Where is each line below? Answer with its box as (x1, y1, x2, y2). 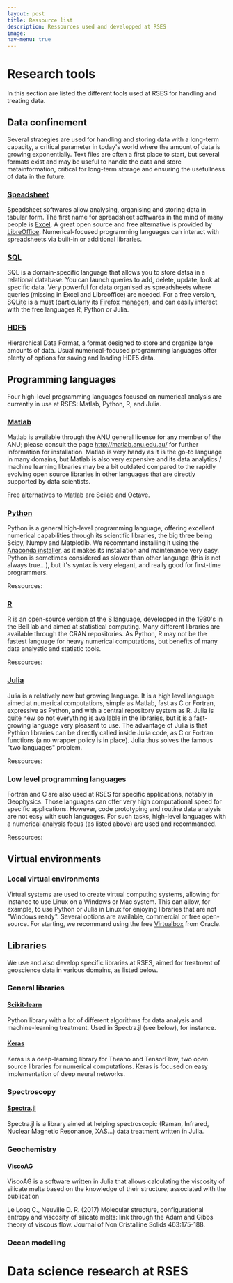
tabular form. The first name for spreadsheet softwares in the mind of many (7, 213, 224, 222)
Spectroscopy (7, 1086, 56, 1096)
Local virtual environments (7, 874, 100, 884)
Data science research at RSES (7, 1263, 189, 1280)
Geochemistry (7, 1144, 57, 1154)
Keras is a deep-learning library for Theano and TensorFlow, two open (7, 1054, 209, 1063)
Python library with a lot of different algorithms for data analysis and (7, 1015, 202, 1024)
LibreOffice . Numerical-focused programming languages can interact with (7, 228, 220, 236)
